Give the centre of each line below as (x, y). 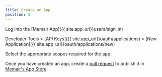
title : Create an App (28, 10)
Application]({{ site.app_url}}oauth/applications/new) (60, 44)
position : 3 (18, 15)
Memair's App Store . (26, 69)
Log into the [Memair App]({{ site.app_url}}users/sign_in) (64, 29)
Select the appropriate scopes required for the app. (58, 54)
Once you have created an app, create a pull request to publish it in (75, 63)
